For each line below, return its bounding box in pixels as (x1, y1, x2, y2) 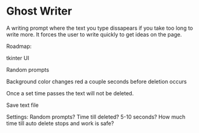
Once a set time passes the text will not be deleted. (6, 89, 134, 97)
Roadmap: (6, 43, 32, 50)
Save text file (6, 101, 39, 109)
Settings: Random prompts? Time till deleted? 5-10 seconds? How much (6, 113, 186, 120)
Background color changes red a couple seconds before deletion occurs (6, 78, 187, 85)
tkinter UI (6, 54, 29, 61)
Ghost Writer (6, 4, 73, 18)
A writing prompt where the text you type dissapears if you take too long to (6, 24, 194, 32)
